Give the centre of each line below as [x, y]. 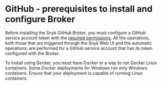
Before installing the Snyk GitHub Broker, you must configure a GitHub [76, 33]
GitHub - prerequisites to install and [79, 9]
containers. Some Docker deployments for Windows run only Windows [76, 68]
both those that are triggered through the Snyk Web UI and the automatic [79, 43]
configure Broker [40, 19]
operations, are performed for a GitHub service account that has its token [79, 48]
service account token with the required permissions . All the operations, [77, 38]
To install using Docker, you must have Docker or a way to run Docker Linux [81, 63]
